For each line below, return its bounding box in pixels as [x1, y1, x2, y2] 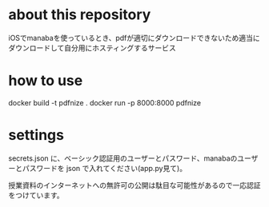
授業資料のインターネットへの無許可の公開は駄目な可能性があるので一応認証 [8, 180, 261, 189]
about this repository [8, 6, 151, 24]
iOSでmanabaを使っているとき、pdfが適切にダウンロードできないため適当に [8, 33, 260, 42]
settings [8, 126, 64, 145]
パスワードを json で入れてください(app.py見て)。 [22, 163, 187, 173]
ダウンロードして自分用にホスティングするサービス [8, 42, 176, 53]
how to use [8, 72, 83, 90]
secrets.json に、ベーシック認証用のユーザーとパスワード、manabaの [8, 153, 238, 163]
